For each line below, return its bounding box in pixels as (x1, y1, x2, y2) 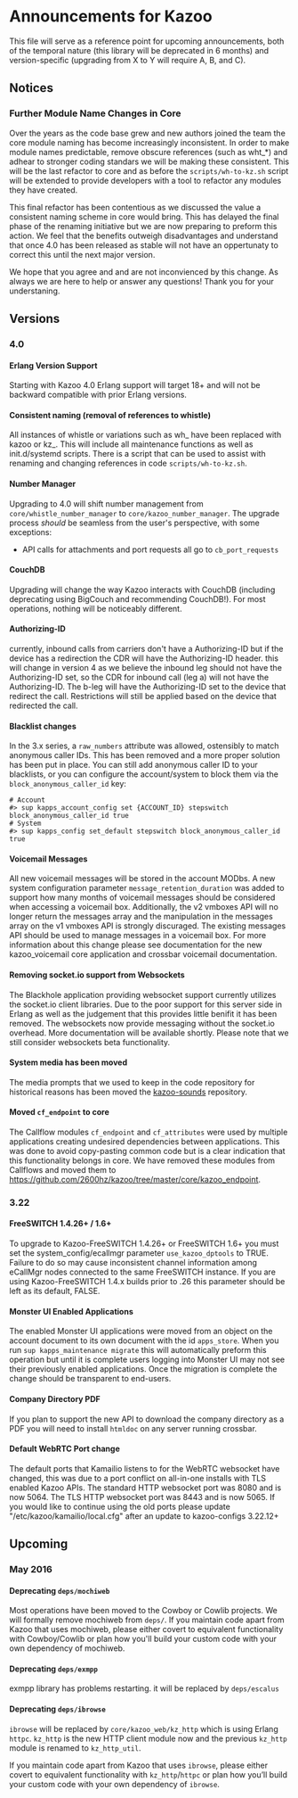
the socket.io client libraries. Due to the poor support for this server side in (9, 999, 283, 1010)
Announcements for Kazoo (9, 6, 213, 27)
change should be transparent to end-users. (9, 1373, 172, 1384)
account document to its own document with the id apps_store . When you (9, 1335, 279, 1346)
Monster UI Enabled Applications (9, 1306, 133, 1316)
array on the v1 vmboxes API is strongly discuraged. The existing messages (9, 920, 286, 931)
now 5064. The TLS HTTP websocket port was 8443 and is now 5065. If (9, 1491, 276, 1502)
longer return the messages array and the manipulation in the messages (9, 911, 273, 922)
